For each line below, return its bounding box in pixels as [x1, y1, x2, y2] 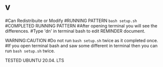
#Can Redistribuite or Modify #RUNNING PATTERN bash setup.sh [5, 18, 137, 23]
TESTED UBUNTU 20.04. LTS [5, 57, 65, 63]
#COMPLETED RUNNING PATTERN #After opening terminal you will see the [5, 22, 158, 28]
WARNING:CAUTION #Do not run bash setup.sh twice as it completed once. [5, 37, 158, 43]
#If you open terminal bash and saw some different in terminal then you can [5, 43, 158, 48]
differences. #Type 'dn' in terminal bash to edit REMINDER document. [5, 28, 145, 34]
